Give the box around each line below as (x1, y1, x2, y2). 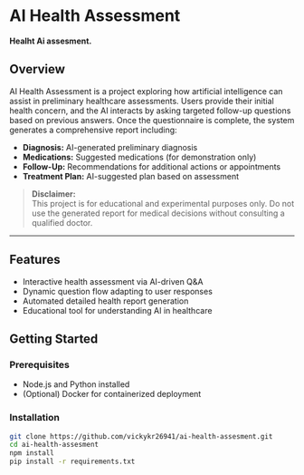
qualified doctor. (31, 217, 93, 228)
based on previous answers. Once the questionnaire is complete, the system (9, 114, 295, 125)
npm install (9, 449, 54, 458)
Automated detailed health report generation (22, 296, 189, 306)
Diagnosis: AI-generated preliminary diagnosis (22, 141, 198, 152)
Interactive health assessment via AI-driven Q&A (22, 276, 204, 286)
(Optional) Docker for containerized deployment (22, 389, 202, 400)
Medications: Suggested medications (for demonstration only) (22, 151, 257, 162)
